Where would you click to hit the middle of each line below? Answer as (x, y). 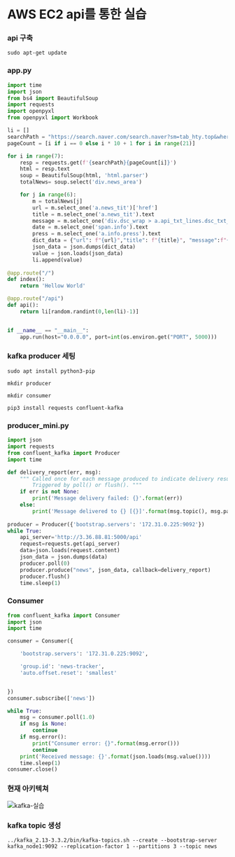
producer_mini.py (38, 425)
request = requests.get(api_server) (70, 544)
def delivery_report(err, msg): (54, 472)
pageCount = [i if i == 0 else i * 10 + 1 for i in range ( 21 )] (101, 143)
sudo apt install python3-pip (51, 371)
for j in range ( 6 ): (48, 195)
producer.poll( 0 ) (45, 563)
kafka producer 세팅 (41, 356)
